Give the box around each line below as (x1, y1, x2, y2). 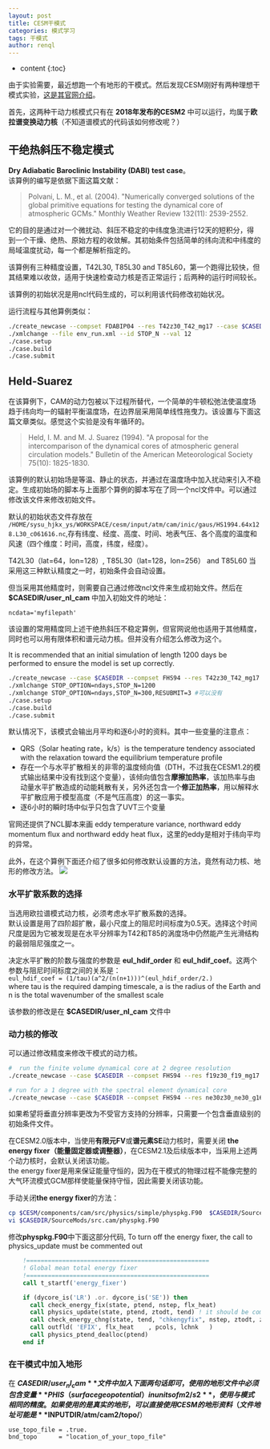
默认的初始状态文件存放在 (8, 512, 93, 522)
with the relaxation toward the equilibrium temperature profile (19, 753, 223, 762)
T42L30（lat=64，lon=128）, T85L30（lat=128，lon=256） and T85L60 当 (8, 556, 256, 566)
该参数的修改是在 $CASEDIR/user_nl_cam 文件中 (8, 1007, 171, 1016)
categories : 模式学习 (8, 26, 76, 34)
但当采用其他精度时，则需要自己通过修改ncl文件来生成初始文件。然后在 (8, 583, 243, 593)
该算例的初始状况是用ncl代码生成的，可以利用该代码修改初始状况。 (8, 289, 229, 299)
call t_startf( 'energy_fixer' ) (22, 1279, 127, 1287)
